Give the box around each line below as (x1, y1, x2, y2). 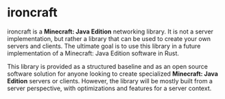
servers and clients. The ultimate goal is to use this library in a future (7, 42, 201, 50)
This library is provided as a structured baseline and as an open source (7, 62, 208, 70)
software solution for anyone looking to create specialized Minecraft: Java (7, 70, 218, 78)
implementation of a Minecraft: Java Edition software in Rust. (7, 49, 180, 57)
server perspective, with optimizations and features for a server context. (7, 84, 212, 92)
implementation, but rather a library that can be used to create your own (7, 34, 211, 42)
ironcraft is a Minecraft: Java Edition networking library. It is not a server (7, 27, 214, 36)
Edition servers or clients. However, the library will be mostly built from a (7, 76, 213, 85)
